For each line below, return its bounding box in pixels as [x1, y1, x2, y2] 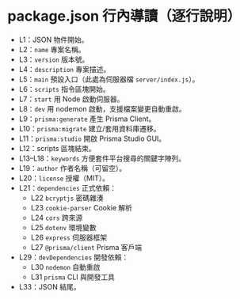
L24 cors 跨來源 [30, 213, 83, 222]
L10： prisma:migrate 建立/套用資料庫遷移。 [18, 123, 161, 133]
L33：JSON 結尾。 [18, 282, 81, 291]
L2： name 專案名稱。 [18, 44, 86, 54]
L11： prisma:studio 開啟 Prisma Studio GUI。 [18, 134, 166, 143]
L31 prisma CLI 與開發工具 [30, 272, 116, 282]
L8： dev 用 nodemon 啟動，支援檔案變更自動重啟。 [18, 104, 187, 113]
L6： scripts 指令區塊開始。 [18, 84, 110, 93]
